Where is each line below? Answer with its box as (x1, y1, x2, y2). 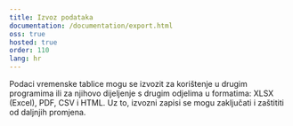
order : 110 (9, 46, 50, 55)
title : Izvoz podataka (9, 12, 94, 22)
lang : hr (9, 54, 42, 63)
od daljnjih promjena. (9, 107, 86, 117)
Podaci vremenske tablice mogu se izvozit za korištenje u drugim (9, 79, 248, 89)
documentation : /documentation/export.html (9, 21, 174, 30)
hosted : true (9, 37, 58, 47)
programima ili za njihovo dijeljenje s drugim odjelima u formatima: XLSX (9, 88, 274, 98)
